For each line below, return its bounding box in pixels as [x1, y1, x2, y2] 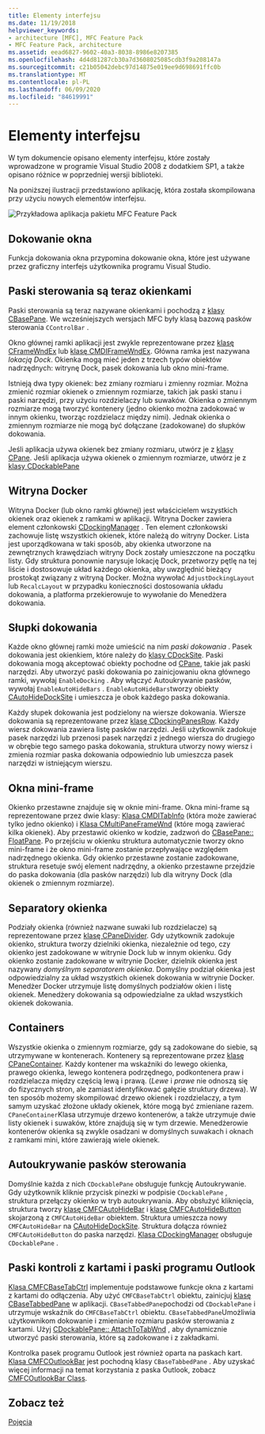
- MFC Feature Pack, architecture [8, 41, 123, 49]
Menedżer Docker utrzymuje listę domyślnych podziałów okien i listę [8, 981, 232, 991]
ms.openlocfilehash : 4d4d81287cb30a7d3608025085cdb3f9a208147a [8, 56, 221, 64]
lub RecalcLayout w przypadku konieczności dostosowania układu [8, 581, 223, 591]
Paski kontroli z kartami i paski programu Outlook [8, 1261, 256, 1275]
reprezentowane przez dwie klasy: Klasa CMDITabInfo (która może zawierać [8, 811, 257, 821]
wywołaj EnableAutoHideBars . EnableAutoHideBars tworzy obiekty [8, 684, 219, 694]
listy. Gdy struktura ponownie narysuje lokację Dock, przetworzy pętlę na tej [8, 556, 257, 566]
